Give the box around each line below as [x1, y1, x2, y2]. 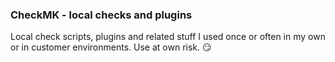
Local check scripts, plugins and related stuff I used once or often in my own [10, 31, 326, 43]
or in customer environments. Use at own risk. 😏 [10, 41, 212, 53]
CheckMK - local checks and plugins [10, 8, 193, 22]
